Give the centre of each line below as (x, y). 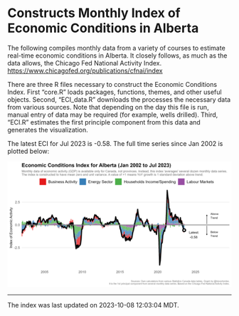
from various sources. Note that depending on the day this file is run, (108, 107)
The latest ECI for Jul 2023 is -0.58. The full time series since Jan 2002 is (115, 143)
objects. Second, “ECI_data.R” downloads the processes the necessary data (119, 99)
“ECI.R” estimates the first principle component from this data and (104, 122)
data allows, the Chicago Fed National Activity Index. (85, 63)
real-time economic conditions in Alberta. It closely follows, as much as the (117, 56)
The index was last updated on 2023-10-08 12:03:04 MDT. (93, 305)
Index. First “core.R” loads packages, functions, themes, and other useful (115, 92)
